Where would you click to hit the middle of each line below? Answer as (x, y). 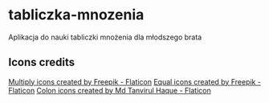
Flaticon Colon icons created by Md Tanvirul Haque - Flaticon (110, 90)
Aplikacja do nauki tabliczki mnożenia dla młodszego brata (105, 37)
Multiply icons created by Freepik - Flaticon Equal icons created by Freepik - (134, 81)
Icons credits (42, 62)
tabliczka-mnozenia (76, 15)
